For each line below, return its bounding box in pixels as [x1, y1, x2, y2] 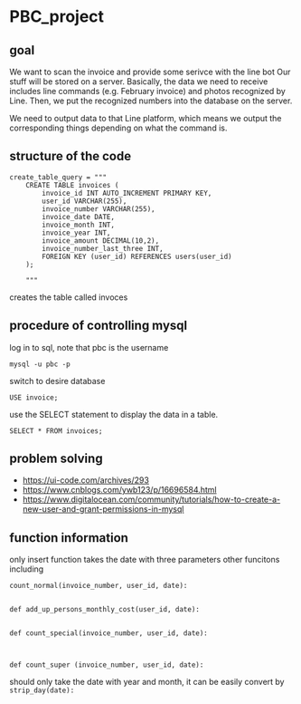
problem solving [9, 451, 103, 467]
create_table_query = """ [9, 172, 107, 182]
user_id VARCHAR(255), [42, 197, 127, 206]
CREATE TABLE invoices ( [25, 180, 119, 189]
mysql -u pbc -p [9, 360, 71, 369]
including [9, 564, 44, 574]
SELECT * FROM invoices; [9, 426, 103, 436]
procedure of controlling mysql [9, 318, 188, 333]
